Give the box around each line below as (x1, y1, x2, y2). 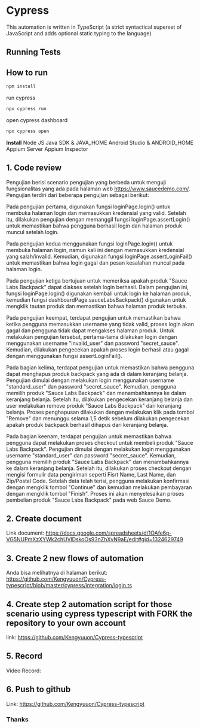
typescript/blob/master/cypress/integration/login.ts (6, 582, 133, 589)
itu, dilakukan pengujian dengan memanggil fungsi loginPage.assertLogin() (6, 216, 190, 223)
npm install (6, 83, 36, 90)
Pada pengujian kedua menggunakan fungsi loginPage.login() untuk (6, 240, 173, 247)
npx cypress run (6, 106, 47, 112)
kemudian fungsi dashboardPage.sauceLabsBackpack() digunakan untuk (6, 296, 186, 303)
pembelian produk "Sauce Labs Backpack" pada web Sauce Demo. (6, 496, 172, 503)
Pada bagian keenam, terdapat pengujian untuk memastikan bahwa (6, 432, 172, 440)
